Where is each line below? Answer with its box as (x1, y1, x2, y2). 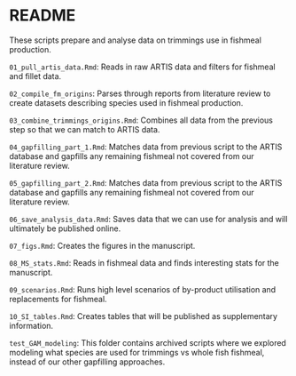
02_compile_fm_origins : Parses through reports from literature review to (9, 88, 271, 99)
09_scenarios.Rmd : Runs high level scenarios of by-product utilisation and (9, 284, 277, 294)
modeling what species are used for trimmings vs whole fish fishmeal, (9, 347, 265, 357)
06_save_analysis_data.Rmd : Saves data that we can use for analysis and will (9, 213, 288, 224)
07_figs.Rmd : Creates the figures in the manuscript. (9, 240, 196, 251)
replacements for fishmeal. (9, 293, 108, 304)
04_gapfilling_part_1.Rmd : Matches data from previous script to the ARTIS (9, 141, 283, 152)
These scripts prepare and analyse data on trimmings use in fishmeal (9, 35, 261, 45)
